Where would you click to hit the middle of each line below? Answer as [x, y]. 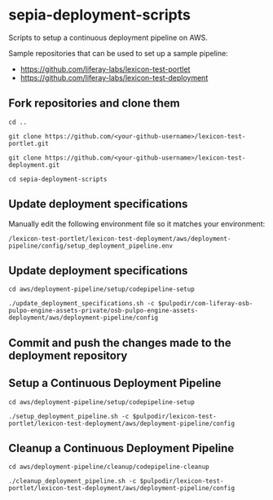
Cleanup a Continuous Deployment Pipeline [121, 448]
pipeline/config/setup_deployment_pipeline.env [91, 246]
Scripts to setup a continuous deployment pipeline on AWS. [108, 37]
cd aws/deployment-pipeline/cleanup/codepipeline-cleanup [109, 467]
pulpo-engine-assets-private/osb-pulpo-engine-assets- [103, 311]
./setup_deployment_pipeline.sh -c [69, 416]
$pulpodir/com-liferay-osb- [205, 304]
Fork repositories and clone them [95, 103]
